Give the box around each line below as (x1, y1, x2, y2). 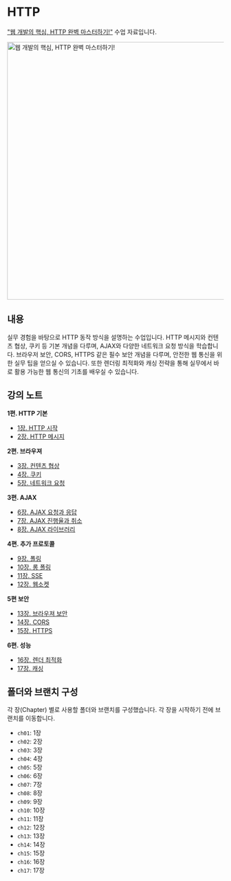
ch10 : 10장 (16, 806, 45, 814)
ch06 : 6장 (16, 772, 43, 780)
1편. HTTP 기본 (7, 409, 48, 417)
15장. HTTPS (16, 626, 53, 634)
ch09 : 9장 (16, 798, 43, 806)
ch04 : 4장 (16, 755, 43, 763)
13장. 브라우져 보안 (16, 609, 68, 617)
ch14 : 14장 (16, 840, 46, 849)
